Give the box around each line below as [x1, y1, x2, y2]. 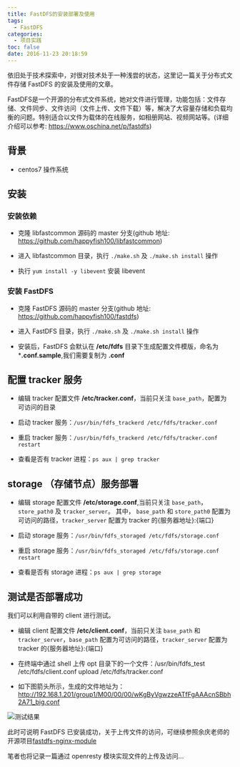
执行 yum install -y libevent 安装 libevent [17, 267, 146, 275]
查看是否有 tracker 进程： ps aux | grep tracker [17, 455, 160, 463]
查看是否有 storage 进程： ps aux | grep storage [17, 568, 162, 576]
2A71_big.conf [17, 698, 60, 706]
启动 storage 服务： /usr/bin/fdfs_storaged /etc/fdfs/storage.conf [17, 531, 219, 540]
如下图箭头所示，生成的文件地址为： [17, 682, 125, 691]
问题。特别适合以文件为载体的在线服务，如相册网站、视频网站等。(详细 [19, 112, 229, 122]
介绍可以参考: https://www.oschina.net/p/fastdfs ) [7, 122, 152, 130]
